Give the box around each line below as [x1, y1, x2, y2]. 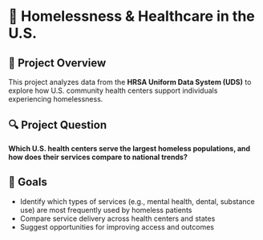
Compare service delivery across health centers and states [19, 214, 216, 223]
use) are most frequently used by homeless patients [19, 205, 192, 214]
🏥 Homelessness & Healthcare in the [8, 7, 255, 26]
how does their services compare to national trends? [8, 152, 188, 162]
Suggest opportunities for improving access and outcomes [19, 222, 215, 231]
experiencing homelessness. [8, 94, 103, 103]
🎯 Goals [8, 175, 48, 189]
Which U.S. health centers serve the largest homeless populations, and [8, 143, 251, 153]
